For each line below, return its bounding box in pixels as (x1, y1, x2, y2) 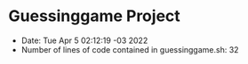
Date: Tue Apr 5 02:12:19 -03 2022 (20, 35, 148, 46)
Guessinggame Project (8, 6, 181, 26)
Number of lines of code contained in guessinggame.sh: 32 (20, 44, 239, 54)
